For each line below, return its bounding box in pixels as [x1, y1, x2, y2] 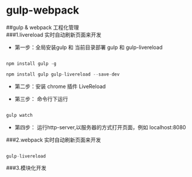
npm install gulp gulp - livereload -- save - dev [6, 71, 120, 77]
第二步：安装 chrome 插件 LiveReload [14, 83, 106, 90]
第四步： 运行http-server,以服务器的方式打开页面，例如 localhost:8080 [14, 123, 187, 130]
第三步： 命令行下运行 [14, 95, 68, 102]
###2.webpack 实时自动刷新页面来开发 [6, 136, 101, 143]
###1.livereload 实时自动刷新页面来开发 [6, 31, 102, 38]
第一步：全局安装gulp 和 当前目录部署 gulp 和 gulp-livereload [14, 44, 163, 51]
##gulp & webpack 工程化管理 [6, 24, 80, 31]
